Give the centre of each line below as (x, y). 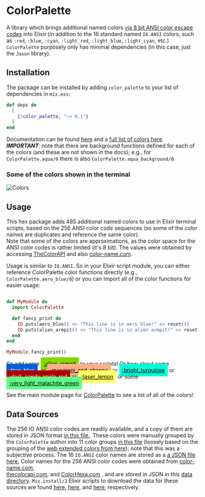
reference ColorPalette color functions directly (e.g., (72, 273)
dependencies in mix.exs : (38, 94)
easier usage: (23, 285)
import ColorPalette (38, 308)
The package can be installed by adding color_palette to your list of (92, 87)
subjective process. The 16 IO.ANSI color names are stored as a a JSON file (101, 455)
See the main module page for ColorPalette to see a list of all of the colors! (100, 395)
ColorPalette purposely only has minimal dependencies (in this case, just (99, 47)
